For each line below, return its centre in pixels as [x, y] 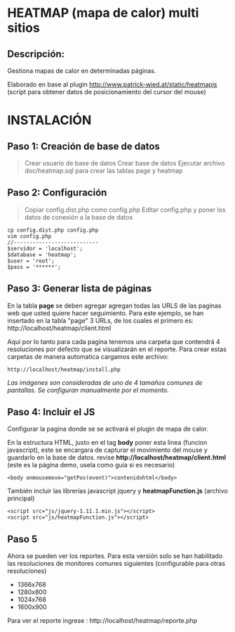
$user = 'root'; [31, 261]
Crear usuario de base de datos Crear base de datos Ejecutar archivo [125, 163]
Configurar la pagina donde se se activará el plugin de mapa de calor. [108, 429]
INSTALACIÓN [49, 120]
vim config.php [29, 236]
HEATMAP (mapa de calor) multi [103, 13]
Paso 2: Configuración [57, 192]
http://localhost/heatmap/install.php [64, 369]
